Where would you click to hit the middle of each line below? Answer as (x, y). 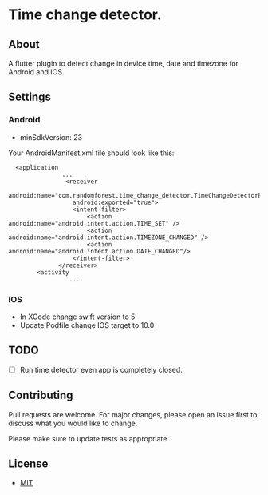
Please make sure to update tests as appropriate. (89, 438)
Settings (30, 97)
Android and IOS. (36, 72)
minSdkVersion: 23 (51, 137)
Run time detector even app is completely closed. (101, 369)
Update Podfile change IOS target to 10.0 (87, 325)
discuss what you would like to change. (73, 423)
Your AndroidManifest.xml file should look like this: (91, 153)
